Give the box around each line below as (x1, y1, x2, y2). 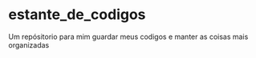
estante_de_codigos (8, 6, 146, 24)
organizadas (8, 40, 50, 49)
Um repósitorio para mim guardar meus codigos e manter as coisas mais (8, 32, 249, 41)
